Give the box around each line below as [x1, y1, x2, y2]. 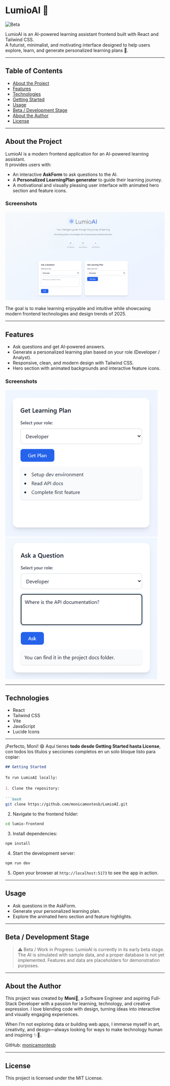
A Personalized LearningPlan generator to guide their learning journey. [12, 177, 162, 183]
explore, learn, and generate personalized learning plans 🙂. [5, 47, 129, 53]
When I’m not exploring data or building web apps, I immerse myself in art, [5, 1021, 160, 1027]
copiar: [5, 754, 20, 760]
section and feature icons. [12, 187, 67, 193]
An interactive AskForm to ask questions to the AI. [12, 171, 118, 177]
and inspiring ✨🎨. [5, 1032, 41, 1038]
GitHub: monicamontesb [5, 1042, 56, 1048]
